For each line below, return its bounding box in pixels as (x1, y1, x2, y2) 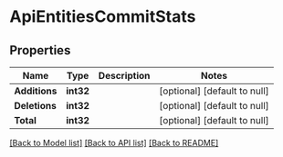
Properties (9, 43, 71, 58)
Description (98, 70, 151, 82)
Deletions (14, 100, 57, 112)
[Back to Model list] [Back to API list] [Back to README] (9, 138, 219, 148)
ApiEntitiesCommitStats (9, 6, 196, 27)
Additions (14, 84, 58, 97)
